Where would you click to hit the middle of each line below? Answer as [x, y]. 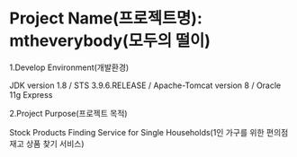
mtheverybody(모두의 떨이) [110, 41]
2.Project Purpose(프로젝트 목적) [68, 113]
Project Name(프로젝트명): [106, 18]
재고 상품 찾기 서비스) [47, 144]
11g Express [31, 94]
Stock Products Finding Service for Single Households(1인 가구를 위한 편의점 [149, 132]
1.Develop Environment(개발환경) [69, 67]
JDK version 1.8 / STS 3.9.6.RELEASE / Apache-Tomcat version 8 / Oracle [145, 85]
